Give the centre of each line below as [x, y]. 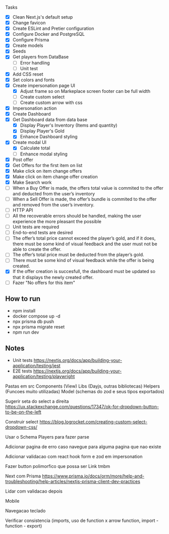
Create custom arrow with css [51, 102]
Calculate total [35, 148]
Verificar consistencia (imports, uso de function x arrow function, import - [82, 521]
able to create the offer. [37, 249]
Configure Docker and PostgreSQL [48, 34]
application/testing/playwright [44, 377]
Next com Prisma [23, 476]
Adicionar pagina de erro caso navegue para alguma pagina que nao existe [83, 447]
